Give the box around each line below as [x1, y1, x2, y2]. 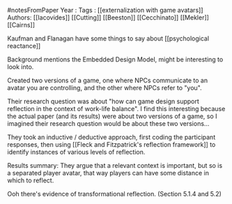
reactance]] [7, 42, 41, 50]
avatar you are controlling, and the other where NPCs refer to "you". [7, 84, 202, 92]
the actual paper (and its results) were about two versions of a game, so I [7, 112, 217, 120]
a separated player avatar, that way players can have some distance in [7, 169, 209, 177]
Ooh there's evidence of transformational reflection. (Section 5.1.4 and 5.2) [7, 190, 222, 198]
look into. [7, 63, 34, 71]
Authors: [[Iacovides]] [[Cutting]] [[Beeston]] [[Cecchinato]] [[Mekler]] [7, 13, 209, 22]
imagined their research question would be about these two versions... [7, 119, 210, 128]
